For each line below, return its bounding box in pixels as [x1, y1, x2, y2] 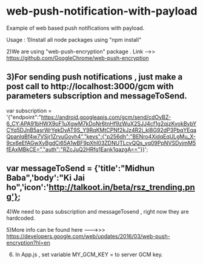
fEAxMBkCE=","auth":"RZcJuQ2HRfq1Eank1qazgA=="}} [6, 146, 145, 153]
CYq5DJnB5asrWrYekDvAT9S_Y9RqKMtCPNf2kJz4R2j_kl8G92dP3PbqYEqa [6, 126, 197, 134]
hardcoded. [6, 214, 35, 222]
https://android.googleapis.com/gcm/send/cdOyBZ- [41, 113, 171, 121]
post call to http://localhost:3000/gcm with [6, 81, 174, 92]
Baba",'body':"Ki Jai [6, 173, 85, 183]
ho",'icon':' [6, 182, 50, 192]
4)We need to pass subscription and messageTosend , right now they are [6, 208, 189, 215]
